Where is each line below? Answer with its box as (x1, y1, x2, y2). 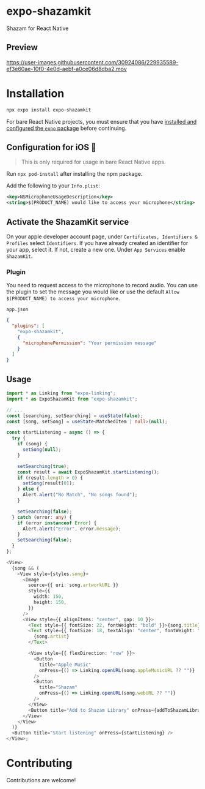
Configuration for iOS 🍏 (6, 142, 96, 153)
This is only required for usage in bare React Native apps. (21, 158, 166, 166)
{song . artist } (33, 633, 70, 640)
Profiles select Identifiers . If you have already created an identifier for (6, 239, 189, 246)
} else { (17, 486, 40, 493)
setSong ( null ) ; (22, 447, 62, 453)
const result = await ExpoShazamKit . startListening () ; (17, 469, 160, 475)
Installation (6, 86, 65, 100)
